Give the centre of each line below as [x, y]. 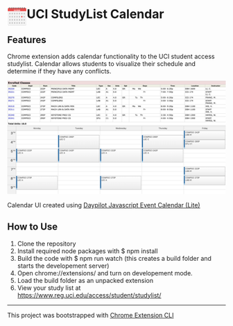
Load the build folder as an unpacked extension [85, 280]
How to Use [33, 227]
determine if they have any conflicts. [59, 71]
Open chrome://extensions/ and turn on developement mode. [105, 273]
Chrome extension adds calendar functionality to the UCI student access [111, 56]
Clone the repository [46, 243]
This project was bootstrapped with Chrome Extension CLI [90, 315]
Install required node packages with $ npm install [87, 251]
